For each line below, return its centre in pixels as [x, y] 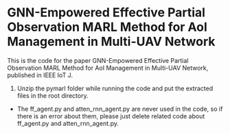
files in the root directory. [53, 95]
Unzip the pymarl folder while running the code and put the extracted [115, 88]
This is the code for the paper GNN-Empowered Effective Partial [98, 60]
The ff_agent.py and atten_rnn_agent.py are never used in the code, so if [120, 109]
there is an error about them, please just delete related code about [111, 116]
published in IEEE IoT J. [40, 75]
